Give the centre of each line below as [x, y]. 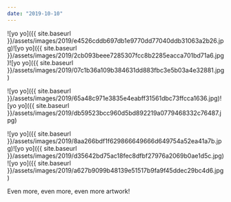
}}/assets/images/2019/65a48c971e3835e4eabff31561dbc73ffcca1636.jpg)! [114, 98]
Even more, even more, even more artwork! [69, 191]
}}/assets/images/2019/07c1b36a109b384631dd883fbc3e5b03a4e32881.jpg [116, 70]
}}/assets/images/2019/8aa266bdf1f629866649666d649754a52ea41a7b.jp [114, 141]
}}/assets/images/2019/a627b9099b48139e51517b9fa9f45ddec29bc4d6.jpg [115, 170]
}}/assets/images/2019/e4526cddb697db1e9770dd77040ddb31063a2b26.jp [115, 40]
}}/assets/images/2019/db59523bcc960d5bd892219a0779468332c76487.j [114, 113]
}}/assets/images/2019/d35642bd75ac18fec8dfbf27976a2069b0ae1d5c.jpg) [115, 156]
